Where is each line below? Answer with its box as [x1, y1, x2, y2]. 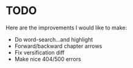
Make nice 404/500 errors [14, 55, 82, 62]
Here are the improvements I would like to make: [5, 24, 128, 31]
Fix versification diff [14, 48, 65, 56]
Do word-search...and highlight [14, 36, 93, 43]
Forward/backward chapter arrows [14, 42, 102, 50]
